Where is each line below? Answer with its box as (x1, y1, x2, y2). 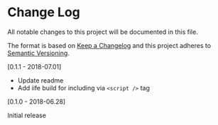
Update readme (17, 76, 64, 85)
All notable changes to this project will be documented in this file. (7, 28, 199, 36)
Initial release (7, 111, 46, 119)
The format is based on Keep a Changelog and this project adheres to (7, 41, 212, 49)
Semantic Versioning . (7, 49, 70, 57)
